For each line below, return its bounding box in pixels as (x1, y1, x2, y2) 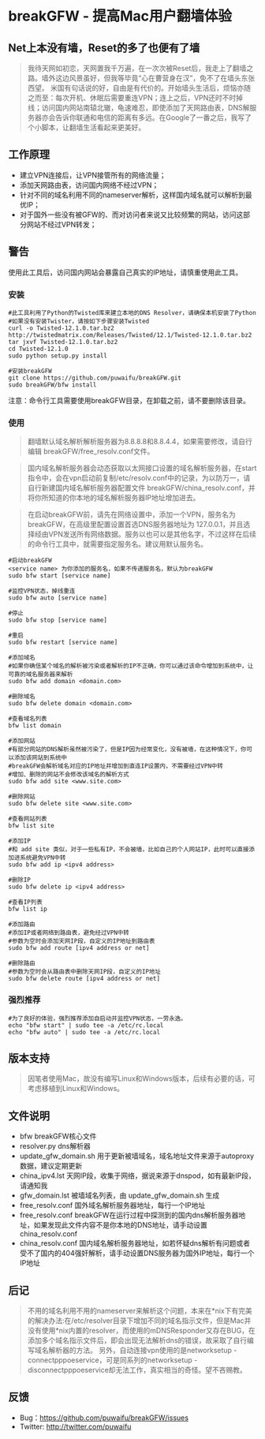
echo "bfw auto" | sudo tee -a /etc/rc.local (8, 1028, 160, 1036)
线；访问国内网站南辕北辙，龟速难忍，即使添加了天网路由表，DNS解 (27, 103, 250, 112)
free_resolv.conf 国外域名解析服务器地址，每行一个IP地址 (19, 1201, 206, 1210)
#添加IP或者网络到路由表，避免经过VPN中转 (8, 929, 130, 937)
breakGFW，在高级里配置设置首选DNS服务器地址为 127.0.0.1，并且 (27, 520, 244, 529)
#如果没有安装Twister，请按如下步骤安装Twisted (8, 317, 150, 325)
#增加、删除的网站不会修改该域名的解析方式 (8, 771, 129, 779)
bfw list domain (8, 722, 62, 730)
